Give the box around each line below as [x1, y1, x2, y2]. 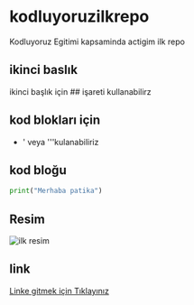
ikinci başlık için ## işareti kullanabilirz [9, 86, 152, 97]
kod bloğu [9, 162, 67, 178]
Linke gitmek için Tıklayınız [9, 285, 110, 296]
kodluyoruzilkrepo [9, 6, 150, 27]
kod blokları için [9, 113, 101, 128]
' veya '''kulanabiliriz [22, 136, 99, 147]
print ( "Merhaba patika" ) [9, 187, 103, 196]
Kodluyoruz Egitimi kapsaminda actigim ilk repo [9, 36, 185, 47]
